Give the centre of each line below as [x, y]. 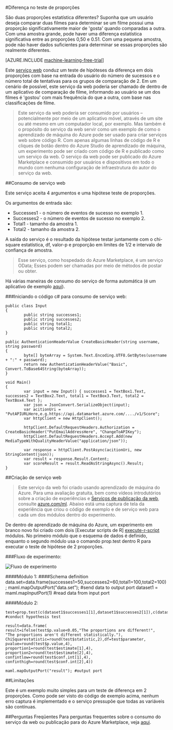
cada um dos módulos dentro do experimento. [67, 515]
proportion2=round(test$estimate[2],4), [49, 653]
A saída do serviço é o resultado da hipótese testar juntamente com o [79, 239]
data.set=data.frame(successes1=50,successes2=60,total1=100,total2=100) [86, 582]
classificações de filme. [30, 103]
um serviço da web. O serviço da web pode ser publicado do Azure [89, 157]
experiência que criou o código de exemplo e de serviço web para [88, 509]
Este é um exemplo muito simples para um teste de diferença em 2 [76, 690]
